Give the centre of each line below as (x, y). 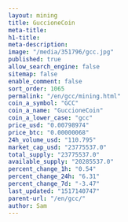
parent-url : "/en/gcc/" (47, 198)
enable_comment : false (45, 81)
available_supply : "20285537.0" (61, 162)
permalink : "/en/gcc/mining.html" (65, 96)
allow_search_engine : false (54, 67)
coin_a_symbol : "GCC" (44, 103)
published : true (35, 60)
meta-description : (38, 45)
